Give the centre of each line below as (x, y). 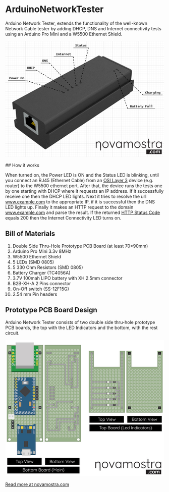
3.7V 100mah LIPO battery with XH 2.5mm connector (67, 278)
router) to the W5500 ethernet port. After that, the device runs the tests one (84, 186)
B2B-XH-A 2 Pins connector (42, 283)
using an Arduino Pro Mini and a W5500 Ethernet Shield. (64, 34)
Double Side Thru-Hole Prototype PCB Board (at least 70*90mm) (80, 246)
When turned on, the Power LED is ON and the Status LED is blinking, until (82, 175)
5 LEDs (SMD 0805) (33, 262)
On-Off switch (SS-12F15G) (41, 289)
